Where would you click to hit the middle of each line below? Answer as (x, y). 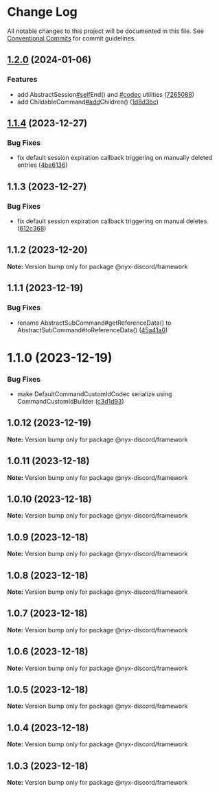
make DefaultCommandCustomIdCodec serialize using (94, 394)
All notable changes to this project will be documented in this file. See (106, 31)
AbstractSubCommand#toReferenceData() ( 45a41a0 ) (92, 330)
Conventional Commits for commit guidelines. (71, 38)
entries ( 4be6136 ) (42, 165)
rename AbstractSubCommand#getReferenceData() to (94, 323)
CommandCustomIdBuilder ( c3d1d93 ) (71, 401)
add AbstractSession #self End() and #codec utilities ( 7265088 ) (105, 94)
